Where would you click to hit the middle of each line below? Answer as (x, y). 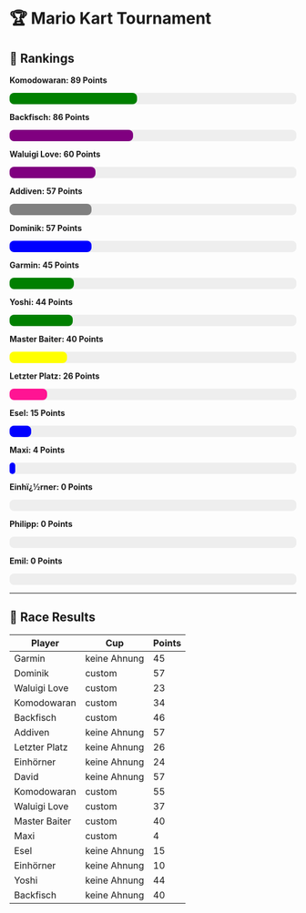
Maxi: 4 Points (37, 450)
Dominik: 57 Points (46, 228)
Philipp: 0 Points (41, 524)
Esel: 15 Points (37, 413)
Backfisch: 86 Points (50, 117)
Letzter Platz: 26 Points (55, 376)
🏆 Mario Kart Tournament (111, 19)
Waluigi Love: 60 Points (55, 154)
